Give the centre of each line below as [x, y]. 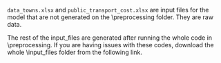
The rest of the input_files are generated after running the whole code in [110, 38]
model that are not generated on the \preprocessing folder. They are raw [110, 17]
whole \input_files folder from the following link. [75, 52]
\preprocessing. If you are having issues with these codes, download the [110, 45]
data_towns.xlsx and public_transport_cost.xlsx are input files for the [108, 10]
